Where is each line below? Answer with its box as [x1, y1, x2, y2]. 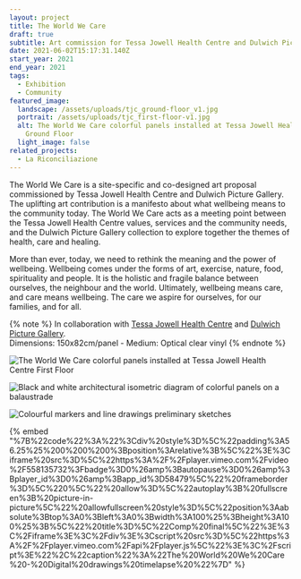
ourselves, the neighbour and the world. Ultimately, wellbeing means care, [9, 282, 284, 293]
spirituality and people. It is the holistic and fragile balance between [9, 272, 260, 283]
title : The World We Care [9, 21, 106, 30]
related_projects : [9, 146, 78, 155]
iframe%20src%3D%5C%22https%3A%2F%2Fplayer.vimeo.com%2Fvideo [9, 454, 289, 465]
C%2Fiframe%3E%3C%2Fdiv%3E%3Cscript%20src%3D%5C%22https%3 [9, 530, 289, 541]
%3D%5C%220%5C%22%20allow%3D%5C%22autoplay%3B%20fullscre [9, 482, 288, 493]
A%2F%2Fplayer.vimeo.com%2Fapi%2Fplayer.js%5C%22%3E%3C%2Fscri [9, 540, 291, 550]
